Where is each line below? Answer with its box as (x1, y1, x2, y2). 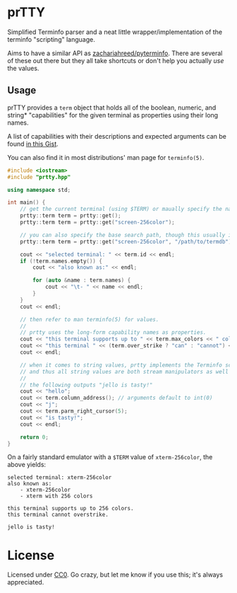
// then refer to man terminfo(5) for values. (20, 316, 159, 323)
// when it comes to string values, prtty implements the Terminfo (20, 362, 222, 369)
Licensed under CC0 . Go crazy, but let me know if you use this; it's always (7, 570, 224, 579)
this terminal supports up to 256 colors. (7, 505, 134, 512)
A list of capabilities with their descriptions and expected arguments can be (7, 132, 227, 140)
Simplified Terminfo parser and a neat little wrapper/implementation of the (7, 28, 223, 36)
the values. (7, 64, 39, 72)
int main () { (7, 199, 46, 206)
